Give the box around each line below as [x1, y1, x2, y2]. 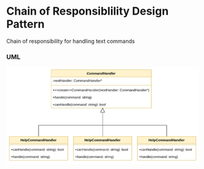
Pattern [6, 17, 45, 31]
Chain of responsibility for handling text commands [6, 37, 136, 45]
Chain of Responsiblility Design [6, 4, 169, 18]
